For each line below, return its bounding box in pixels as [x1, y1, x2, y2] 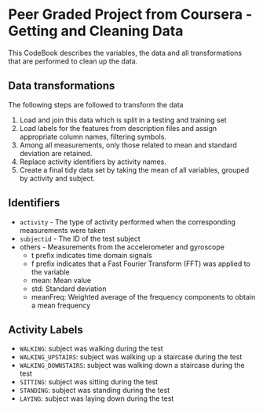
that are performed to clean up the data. [8, 56, 138, 66]
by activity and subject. [19, 173, 96, 183]
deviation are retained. [19, 148, 93, 158]
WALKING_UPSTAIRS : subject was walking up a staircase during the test [19, 352, 243, 362]
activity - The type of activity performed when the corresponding [19, 217, 236, 227]
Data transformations [8, 79, 115, 93]
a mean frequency [31, 300, 91, 310]
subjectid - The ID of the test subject [19, 234, 141, 243]
